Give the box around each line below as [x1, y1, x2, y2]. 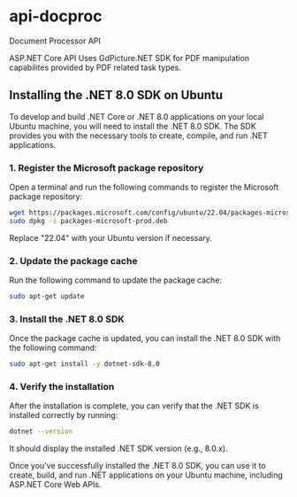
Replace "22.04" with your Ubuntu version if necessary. [9, 232, 212, 243]
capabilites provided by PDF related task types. [9, 62, 181, 73]
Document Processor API [9, 35, 102, 46]
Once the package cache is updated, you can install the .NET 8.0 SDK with [9, 333, 281, 344]
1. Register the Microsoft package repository [9, 161, 204, 174]
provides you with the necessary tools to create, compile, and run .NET [9, 130, 268, 141]
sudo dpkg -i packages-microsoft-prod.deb [9, 216, 168, 225]
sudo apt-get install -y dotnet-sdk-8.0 [9, 360, 161, 369]
